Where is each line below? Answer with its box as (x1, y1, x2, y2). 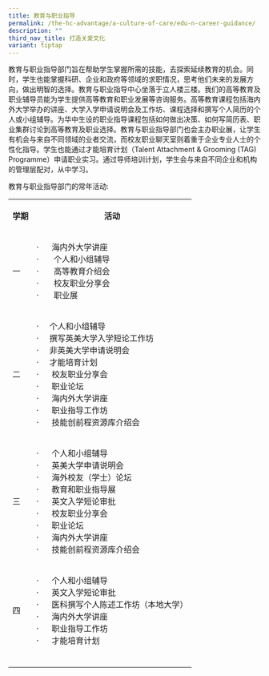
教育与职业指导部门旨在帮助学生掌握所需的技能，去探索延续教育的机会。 (8, 65, 247, 74)
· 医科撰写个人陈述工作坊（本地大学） (36, 599, 188, 610)
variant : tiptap (8, 42, 62, 50)
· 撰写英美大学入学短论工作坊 (36, 333, 155, 344)
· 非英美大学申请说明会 (36, 345, 130, 356)
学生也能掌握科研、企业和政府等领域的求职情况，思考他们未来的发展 (22, 74, 247, 84)
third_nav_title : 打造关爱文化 (8, 34, 106, 42)
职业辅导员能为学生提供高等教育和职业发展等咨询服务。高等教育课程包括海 (8, 95, 254, 104)
